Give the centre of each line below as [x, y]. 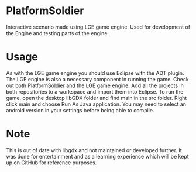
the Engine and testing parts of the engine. [58, 33]
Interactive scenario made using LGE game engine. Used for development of [98, 27]
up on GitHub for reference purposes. [51, 163]
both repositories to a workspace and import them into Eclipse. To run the [95, 91]
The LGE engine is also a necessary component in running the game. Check [97, 79]
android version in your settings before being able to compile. [80, 110]
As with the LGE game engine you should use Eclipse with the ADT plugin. [95, 73]
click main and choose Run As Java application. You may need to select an [96, 104]
